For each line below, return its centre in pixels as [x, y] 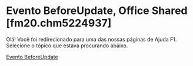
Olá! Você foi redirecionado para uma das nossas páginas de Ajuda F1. [91, 39]
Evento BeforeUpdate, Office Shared [97, 11]
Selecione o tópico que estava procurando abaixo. [67, 46]
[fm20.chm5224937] [59, 23]
